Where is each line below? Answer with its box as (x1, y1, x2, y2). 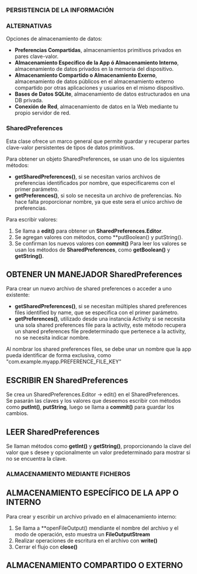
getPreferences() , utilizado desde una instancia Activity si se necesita (14, 315, 186, 322)
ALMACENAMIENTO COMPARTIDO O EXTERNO (6, 560, 183, 570)
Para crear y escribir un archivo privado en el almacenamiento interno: (6, 513, 177, 520)
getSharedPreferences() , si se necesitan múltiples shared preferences (14, 303, 187, 310)
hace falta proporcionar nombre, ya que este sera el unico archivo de (14, 198, 182, 205)
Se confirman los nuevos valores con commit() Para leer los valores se (14, 240, 187, 247)
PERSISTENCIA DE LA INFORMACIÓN (6, 6, 114, 14)
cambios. (6, 410, 29, 417)
